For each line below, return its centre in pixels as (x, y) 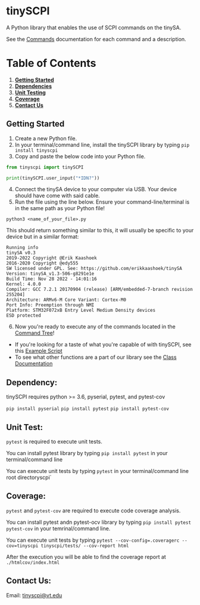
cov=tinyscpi (22, 546)
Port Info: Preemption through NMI (50, 305)
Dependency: (32, 383)
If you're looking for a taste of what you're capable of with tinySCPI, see (103, 345)
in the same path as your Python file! (60, 208)
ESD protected (24, 316)
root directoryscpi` (29, 477)
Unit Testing (30, 92)
